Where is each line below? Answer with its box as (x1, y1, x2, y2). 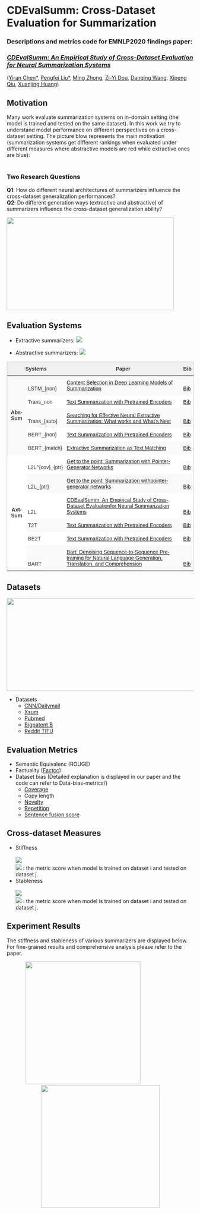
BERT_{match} (27, 445, 63, 452)
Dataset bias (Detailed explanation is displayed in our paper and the (15, 773, 181, 780)
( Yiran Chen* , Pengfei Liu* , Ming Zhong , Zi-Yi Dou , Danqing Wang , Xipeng (7, 74, 188, 81)
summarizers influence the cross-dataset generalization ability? (7, 205, 163, 212)
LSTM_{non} (27, 385, 57, 392)
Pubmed (24, 715, 45, 722)
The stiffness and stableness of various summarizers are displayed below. (7, 937, 188, 944)
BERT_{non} (27, 432, 57, 438)
